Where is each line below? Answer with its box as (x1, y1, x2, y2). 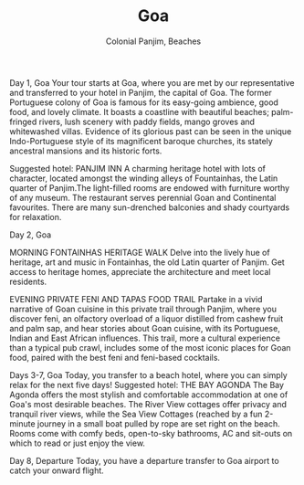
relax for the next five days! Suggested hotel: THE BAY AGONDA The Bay (9, 379, 285, 390)
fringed (9, 116, 37, 127)
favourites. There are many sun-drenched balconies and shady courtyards (9, 202, 290, 213)
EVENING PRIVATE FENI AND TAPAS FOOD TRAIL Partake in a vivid (9, 293, 263, 304)
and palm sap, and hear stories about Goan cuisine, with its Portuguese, (9, 322, 280, 333)
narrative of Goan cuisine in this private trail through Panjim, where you (9, 303, 277, 314)
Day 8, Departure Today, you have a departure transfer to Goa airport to (9, 455, 280, 466)
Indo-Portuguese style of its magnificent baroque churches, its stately (9, 135, 274, 146)
